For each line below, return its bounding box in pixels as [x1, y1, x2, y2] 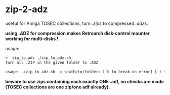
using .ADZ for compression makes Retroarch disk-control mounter [5, 30, 150, 36]
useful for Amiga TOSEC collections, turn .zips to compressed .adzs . [5, 20, 148, 26]
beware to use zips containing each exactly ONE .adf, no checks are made [5, 78, 164, 84]
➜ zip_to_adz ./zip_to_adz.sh [5, 55, 71, 60]
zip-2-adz [5, 4, 48, 15]
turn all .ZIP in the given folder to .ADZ [5, 60, 99, 65]
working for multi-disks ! [5, 36, 59, 42]
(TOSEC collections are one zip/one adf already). [5, 84, 110, 90]
